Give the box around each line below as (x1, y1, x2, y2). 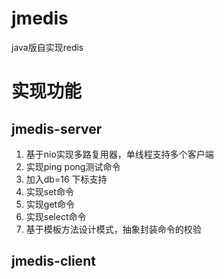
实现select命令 (25, 210, 87, 222)
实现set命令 (25, 185, 74, 197)
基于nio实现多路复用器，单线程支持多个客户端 (25, 148, 214, 160)
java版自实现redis (11, 41, 84, 53)
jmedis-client (11, 253, 96, 270)
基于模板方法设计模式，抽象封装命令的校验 (25, 223, 202, 235)
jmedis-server (11, 120, 103, 137)
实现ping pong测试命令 (25, 160, 121, 172)
